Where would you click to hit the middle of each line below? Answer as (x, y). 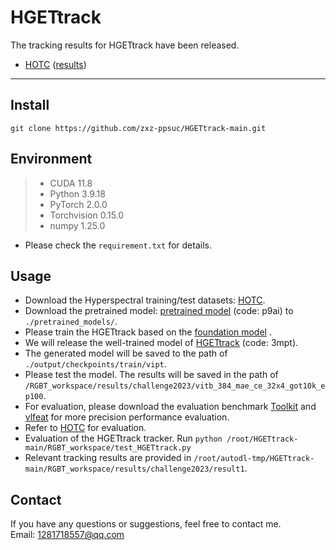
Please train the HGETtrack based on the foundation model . (148, 332)
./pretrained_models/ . (71, 322)
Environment (51, 159)
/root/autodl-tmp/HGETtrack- (254, 459)
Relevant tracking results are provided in (108, 458)
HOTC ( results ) (55, 64)
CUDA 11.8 (71, 183)
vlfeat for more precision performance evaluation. (127, 417)
